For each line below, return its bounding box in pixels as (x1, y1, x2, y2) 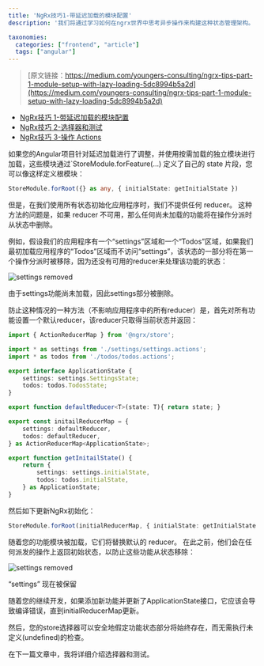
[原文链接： (27, 70, 66, 80)
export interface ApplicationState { (8, 367, 133, 375)
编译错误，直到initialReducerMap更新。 (14, 606, 144, 615)
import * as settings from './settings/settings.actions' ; (8, 345, 207, 353)
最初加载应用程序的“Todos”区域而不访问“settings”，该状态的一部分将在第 (8, 247, 247, 255)
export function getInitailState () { (8, 454, 133, 462)
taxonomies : (8, 33, 47, 41)
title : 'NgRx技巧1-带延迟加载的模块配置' (8, 11, 133, 20)
